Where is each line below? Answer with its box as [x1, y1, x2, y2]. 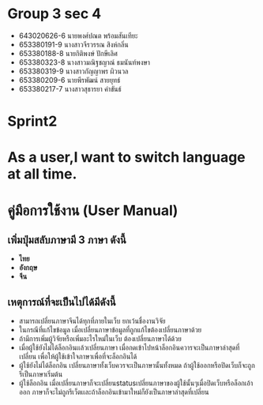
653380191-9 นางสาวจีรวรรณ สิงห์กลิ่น [18, 39, 130, 49]
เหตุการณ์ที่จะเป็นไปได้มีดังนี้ [7, 295, 116, 309]
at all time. [7, 165, 77, 183]
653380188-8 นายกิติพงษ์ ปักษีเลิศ [18, 48, 118, 58]
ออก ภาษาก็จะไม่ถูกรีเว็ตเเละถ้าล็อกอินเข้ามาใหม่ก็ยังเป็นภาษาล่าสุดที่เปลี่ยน [18, 388, 209, 397]
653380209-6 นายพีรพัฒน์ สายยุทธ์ [18, 75, 121, 84]
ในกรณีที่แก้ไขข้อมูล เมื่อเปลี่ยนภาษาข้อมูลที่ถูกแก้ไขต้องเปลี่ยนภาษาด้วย [18, 325, 202, 335]
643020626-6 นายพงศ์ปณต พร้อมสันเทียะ [18, 31, 139, 40]
